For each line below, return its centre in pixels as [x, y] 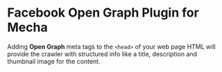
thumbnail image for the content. [54, 61]
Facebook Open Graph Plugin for [103, 13]
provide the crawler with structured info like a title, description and [102, 54]
